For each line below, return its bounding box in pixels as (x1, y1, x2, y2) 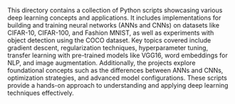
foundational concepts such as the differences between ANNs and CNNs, (7, 67, 224, 74)
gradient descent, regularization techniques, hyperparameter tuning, (7, 44, 209, 52)
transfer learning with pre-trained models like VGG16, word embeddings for (7, 51, 228, 59)
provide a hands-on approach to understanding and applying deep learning (7, 81, 229, 89)
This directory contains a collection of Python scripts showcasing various (7, 6, 223, 14)
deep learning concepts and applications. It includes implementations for (7, 13, 221, 22)
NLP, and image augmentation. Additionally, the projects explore (7, 59, 196, 67)
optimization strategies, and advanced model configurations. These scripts (7, 74, 228, 82)
